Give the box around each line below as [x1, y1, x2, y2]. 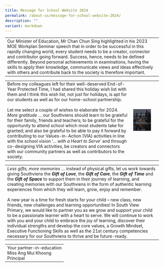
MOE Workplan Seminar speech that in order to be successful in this [7, 44, 144, 49]
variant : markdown [5, 23, 42, 28]
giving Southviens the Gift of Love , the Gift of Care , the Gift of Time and [7, 171, 153, 177]
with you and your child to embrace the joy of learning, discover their [7, 218, 145, 223]
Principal [7, 255, 25, 261]
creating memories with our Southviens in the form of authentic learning [7, 181, 152, 187]
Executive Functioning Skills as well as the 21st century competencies [7, 228, 148, 234]
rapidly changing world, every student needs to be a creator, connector [7, 49, 150, 54]
